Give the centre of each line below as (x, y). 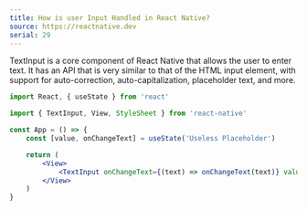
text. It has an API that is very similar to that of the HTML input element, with (153, 70)
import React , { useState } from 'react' (90, 97)
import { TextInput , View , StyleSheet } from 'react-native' (128, 114)
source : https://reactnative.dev (73, 26)
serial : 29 (30, 35)
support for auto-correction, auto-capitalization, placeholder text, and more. (153, 80)
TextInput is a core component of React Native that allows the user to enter (151, 61)
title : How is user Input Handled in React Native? (110, 18)
